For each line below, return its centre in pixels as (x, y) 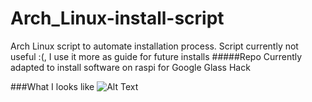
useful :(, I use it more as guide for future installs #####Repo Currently (156, 56)
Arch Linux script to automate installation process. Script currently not (154, 46)
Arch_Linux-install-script (117, 18)
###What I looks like (52, 86)
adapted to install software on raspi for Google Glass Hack (130, 67)
